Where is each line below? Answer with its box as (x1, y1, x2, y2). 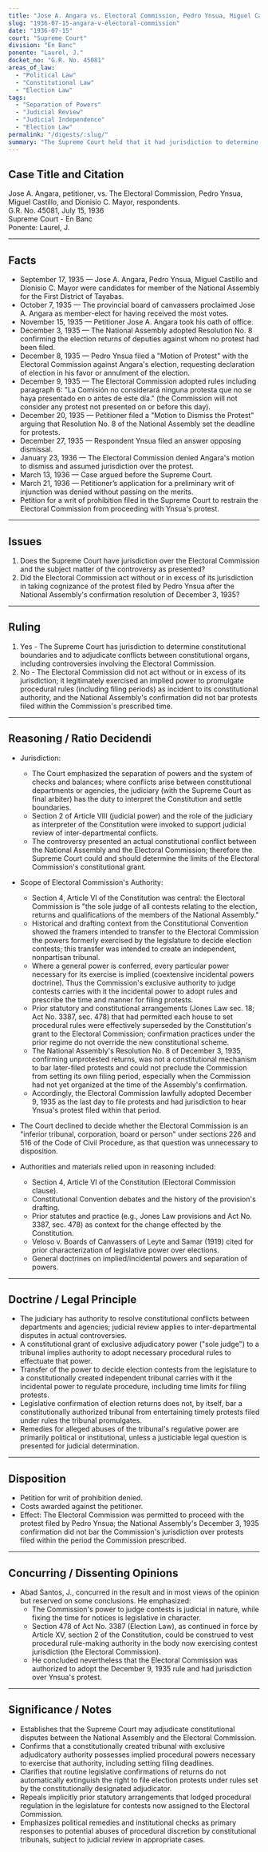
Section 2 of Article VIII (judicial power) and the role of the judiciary (31, 810, 254, 820)
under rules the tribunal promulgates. (19, 1416, 142, 1425)
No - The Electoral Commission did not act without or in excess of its (19, 667, 246, 676)
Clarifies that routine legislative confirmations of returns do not (19, 1766, 227, 1776)
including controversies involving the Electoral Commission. (19, 659, 217, 668)
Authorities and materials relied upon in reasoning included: (19, 1161, 216, 1171)
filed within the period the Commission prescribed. (19, 1535, 187, 1545)
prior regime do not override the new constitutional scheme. (31, 1037, 230, 1047)
